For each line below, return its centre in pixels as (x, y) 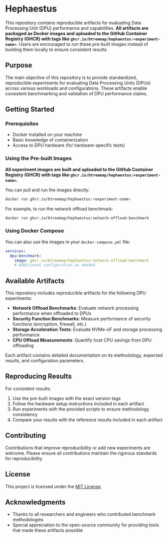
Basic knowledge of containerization (50, 140)
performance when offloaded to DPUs (52, 313)
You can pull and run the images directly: (47, 190)
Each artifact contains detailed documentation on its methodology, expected (84, 355)
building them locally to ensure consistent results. (56, 49)
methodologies (28, 520)
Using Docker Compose (35, 231)
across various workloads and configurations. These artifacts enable (76, 88)
